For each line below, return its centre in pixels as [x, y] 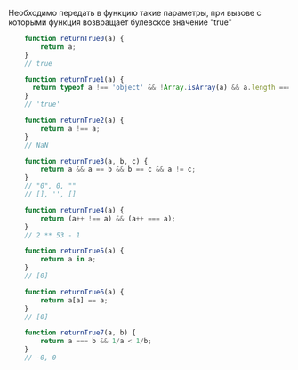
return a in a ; [68, 260]
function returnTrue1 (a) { [74, 79]
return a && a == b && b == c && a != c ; [118, 169]
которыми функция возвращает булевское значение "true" [120, 22]
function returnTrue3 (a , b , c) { [86, 161]
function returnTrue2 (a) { [74, 120]
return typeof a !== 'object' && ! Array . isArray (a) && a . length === [161, 88]
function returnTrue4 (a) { [74, 210]
